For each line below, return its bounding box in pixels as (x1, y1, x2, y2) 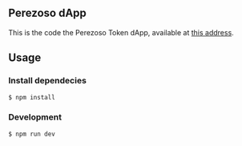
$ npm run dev (8, 130, 56, 138)
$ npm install (8, 93, 56, 101)
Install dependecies (8, 75, 87, 87)
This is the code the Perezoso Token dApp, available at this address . (8, 27, 234, 37)
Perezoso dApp (8, 6, 87, 20)
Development (8, 112, 63, 123)
